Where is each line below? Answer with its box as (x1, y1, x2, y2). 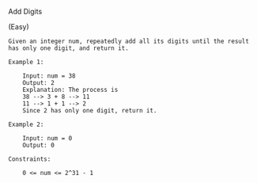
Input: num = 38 (22, 72, 77, 80)
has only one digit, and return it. (8, 44, 129, 52)
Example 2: (8, 120, 44, 128)
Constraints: (8, 155, 51, 163)
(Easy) (8, 22, 29, 31)
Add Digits (8, 7, 43, 16)
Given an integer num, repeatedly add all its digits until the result (8, 37, 249, 45)
